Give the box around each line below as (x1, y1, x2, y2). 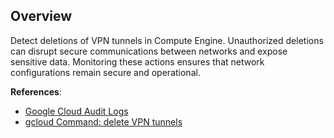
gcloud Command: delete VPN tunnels (24, 115, 183, 128)
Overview (10, 8, 73, 25)
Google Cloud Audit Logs (24, 105, 129, 117)
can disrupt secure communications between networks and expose (10, 45, 288, 57)
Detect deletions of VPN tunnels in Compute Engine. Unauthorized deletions (10, 34, 324, 46)
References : (10, 85, 62, 98)
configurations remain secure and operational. (10, 66, 201, 78)
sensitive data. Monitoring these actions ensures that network (10, 55, 265, 68)
